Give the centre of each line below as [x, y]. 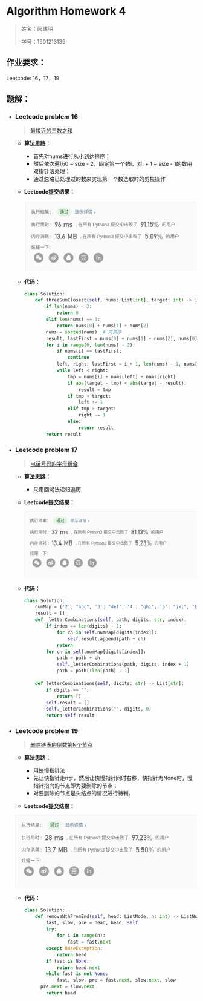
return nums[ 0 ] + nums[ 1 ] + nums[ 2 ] [103, 326]
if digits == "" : [67, 690]
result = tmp [95, 389]
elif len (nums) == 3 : [73, 320]
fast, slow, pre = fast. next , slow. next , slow [116, 980]
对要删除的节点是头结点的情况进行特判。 [83, 793]
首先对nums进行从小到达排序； [72, 156]
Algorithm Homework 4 [66, 11]
